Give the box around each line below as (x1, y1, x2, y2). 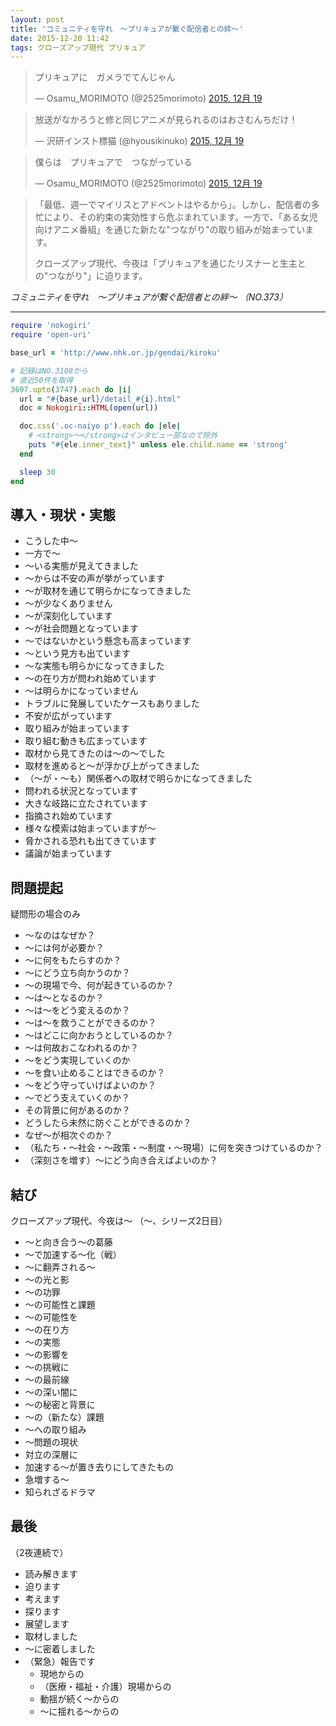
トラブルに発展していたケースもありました (24, 697, 200, 710)
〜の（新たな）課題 (24, 1411, 105, 1423)
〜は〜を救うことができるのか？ (24, 1017, 157, 1029)
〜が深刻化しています (24, 610, 113, 622)
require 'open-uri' (10, 330, 92, 340)
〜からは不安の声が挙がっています (24, 572, 166, 585)
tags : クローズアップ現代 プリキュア (10, 42, 146, 53)
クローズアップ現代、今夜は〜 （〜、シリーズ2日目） (10, 1214, 228, 1226)
